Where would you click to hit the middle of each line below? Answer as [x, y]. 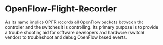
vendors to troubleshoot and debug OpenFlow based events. [66, 37]
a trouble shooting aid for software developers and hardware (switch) [75, 32]
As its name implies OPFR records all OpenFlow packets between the [74, 22]
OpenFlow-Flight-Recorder [61, 9]
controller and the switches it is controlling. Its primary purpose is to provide [82, 27]
